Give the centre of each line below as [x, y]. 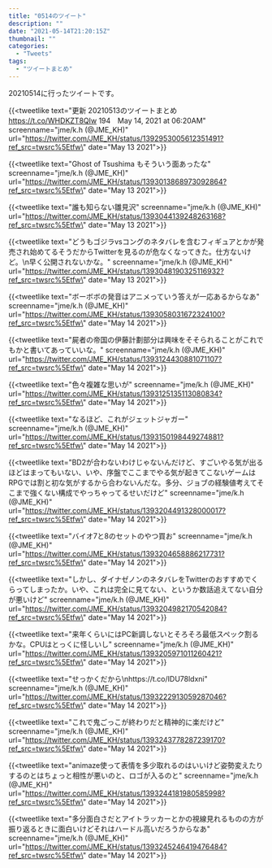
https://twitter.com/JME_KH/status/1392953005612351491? [124, 138]
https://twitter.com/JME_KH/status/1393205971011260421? [123, 653]
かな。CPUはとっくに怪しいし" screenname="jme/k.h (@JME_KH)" [121, 644]
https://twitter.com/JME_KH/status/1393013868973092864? [126, 181]
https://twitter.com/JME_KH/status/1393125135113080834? [124, 393]
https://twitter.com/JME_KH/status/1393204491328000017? [125, 510]
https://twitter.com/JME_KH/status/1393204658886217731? [125, 553]
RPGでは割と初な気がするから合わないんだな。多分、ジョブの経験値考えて [133, 482]
